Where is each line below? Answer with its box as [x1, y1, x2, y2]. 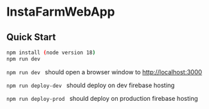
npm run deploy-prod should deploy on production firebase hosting [6, 94, 198, 102]
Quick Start [6, 31, 56, 43]
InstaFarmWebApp [6, 4, 115, 20]
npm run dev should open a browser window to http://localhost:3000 [6, 67, 203, 76]
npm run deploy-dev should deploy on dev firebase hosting [6, 81, 175, 89]
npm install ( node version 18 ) [6, 49, 96, 56]
